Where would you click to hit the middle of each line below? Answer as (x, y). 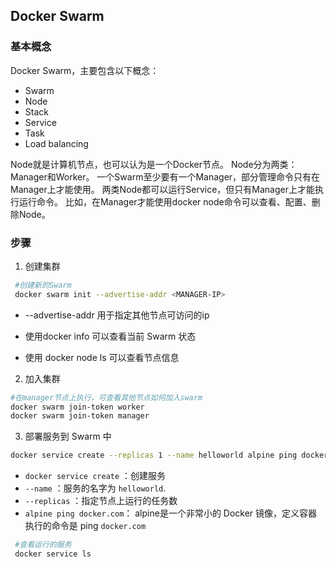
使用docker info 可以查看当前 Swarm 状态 (110, 336)
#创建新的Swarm (43, 285)
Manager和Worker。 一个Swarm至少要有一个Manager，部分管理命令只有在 (165, 176)
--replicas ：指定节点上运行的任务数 (101, 501)
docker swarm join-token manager (80, 416)
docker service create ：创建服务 (95, 476)
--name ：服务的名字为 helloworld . (95, 488)
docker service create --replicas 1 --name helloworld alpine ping (154, 455)
